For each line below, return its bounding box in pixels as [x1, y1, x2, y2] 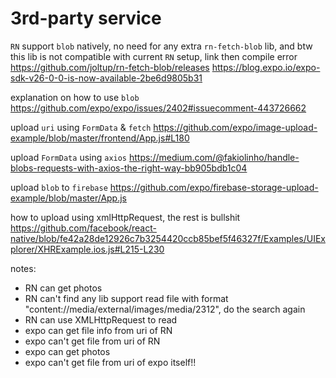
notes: [10, 262, 37, 274]
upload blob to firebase [10, 181, 108, 193]
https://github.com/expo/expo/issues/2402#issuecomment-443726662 [10, 102, 307, 114]
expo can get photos [24, 345, 111, 357]
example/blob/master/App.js [10, 192, 127, 204]
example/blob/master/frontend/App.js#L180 [10, 132, 190, 144]
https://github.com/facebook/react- [10, 222, 157, 234]
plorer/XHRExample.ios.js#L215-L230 [10, 243, 165, 255]
